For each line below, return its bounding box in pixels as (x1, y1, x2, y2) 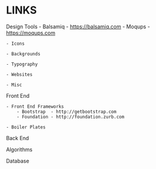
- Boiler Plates (6, 124, 46, 130)
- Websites (6, 71, 33, 77)
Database (6, 157, 29, 164)
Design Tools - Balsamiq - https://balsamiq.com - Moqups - (6, 23, 151, 30)
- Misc (6, 82, 22, 88)
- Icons (6, 41, 25, 47)
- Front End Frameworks (6, 104, 65, 110)
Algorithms (6, 145, 33, 153)
